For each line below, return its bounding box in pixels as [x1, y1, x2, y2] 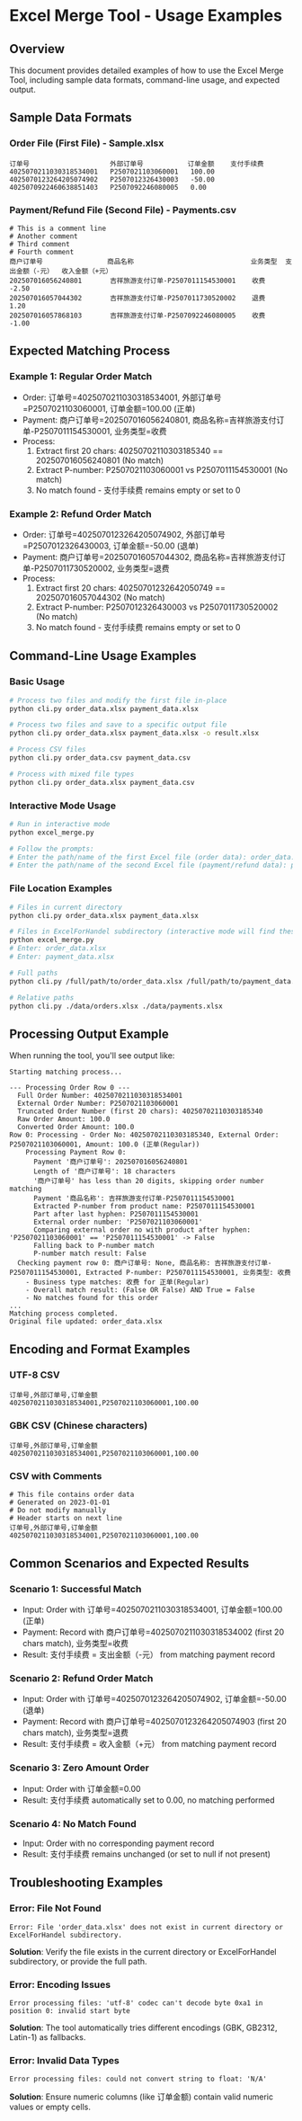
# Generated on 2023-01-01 [9, 1498, 111, 1507]
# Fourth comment [9, 247, 75, 256]
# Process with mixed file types [9, 770, 135, 779]
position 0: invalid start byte [9, 2007, 130, 2016]
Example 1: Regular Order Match [9, 370, 153, 383]
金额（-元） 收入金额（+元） [15, 266, 113, 275]
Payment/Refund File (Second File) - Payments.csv [9, 203, 236, 216]
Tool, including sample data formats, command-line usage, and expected [9, 75, 280, 85]
